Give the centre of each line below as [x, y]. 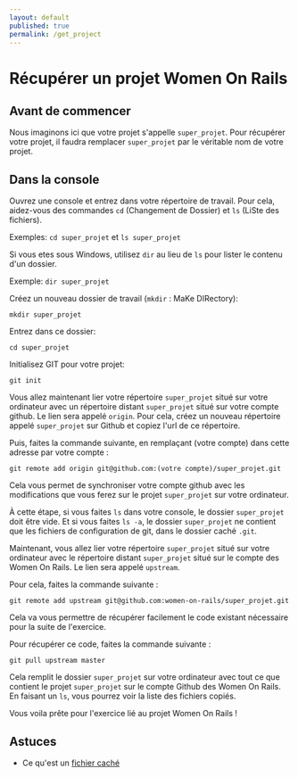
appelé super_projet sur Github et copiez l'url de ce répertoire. [125, 426]
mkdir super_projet [46, 315]
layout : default [39, 17]
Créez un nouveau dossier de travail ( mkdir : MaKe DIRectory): [124, 299]
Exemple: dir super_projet [59, 281]
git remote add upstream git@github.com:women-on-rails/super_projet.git [149, 601]
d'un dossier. [33, 264]
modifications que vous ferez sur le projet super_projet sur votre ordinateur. [149, 495]
